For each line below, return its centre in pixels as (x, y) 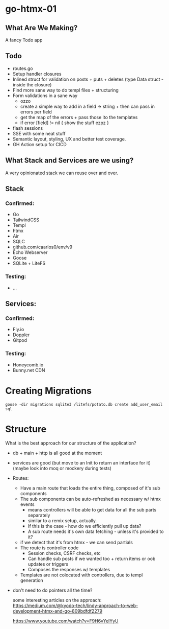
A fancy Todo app (24, 40)
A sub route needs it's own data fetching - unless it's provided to (96, 531)
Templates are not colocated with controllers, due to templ (81, 575)
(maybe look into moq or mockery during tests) (62, 469)
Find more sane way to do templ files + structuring (65, 90)
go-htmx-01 (31, 9)
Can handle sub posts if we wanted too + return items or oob (92, 559)
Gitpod (20, 340)
